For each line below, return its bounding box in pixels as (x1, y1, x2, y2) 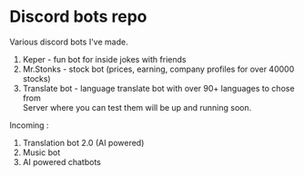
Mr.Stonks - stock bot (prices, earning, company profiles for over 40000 (22, 64, 295, 74)
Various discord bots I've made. (9, 36, 129, 47)
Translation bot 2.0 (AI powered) (22, 137, 145, 148)
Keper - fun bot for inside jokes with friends (22, 54, 187, 64)
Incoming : (9, 120, 49, 131)
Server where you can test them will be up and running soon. (22, 102, 252, 112)
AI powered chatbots (22, 156, 102, 167)
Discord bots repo (9, 6, 147, 27)
